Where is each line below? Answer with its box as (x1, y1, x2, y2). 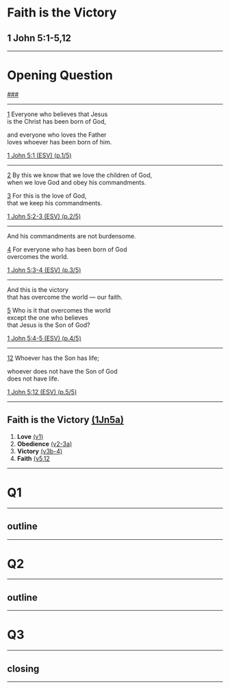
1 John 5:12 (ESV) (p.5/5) (7, 387, 77, 396)
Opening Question (7, 67, 113, 83)
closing (7, 663, 40, 675)
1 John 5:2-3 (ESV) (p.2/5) (7, 212, 81, 221)
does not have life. (7, 374, 60, 383)
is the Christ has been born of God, (7, 117, 107, 125)
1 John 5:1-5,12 (7, 32, 72, 44)
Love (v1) (16, 432, 44, 440)
